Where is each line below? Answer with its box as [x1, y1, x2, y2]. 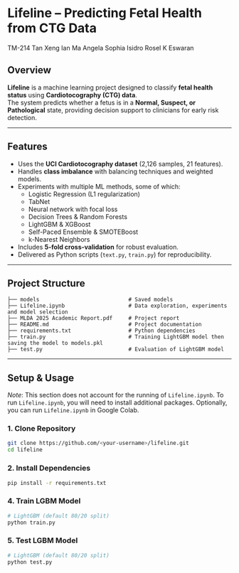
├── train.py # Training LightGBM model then [7, 333, 224, 341]
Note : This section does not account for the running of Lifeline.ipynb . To [7, 391, 224, 400]
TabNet [28, 197, 51, 205]
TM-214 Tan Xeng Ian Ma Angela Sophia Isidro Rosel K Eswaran [7, 43, 194, 52]
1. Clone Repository [7, 424, 76, 434]
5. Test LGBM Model [7, 535, 78, 545]
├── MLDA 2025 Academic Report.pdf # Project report [7, 315, 180, 322]
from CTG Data [7, 20, 97, 36]
